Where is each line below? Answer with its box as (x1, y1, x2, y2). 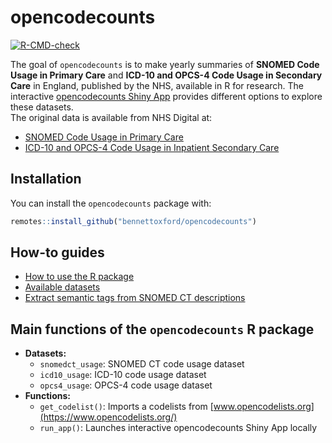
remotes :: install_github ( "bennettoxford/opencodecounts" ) (10, 216, 257, 226)
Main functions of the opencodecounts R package (10, 321, 315, 338)
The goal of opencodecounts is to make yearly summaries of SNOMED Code (10, 58, 320, 70)
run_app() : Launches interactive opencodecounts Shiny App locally (39, 422, 318, 434)
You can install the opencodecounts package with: (10, 197, 212, 209)
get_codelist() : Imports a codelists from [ (39, 401, 214, 413)
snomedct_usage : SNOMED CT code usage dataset (39, 358, 245, 370)
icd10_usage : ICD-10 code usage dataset (39, 369, 207, 381)
